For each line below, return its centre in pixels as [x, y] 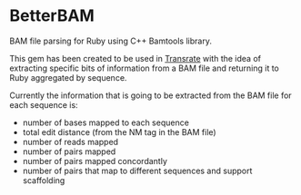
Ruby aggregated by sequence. [68, 77]
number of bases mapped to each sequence [105, 122]
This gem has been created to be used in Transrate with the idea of [135, 58]
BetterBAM [52, 16]
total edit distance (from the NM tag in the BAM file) [119, 132]
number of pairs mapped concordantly [95, 161]
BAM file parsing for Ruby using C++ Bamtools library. [110, 41]
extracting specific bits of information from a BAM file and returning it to [144, 68]
